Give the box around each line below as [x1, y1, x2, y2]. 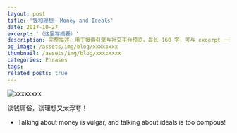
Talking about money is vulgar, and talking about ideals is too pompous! [17, 117, 226, 126]
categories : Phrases [7, 57, 68, 64]
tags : [7, 63, 23, 70]
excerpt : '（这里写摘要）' [7, 30, 80, 37]
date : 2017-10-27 [7, 23, 59, 30]
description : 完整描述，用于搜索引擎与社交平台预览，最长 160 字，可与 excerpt [7, 37, 221, 44]
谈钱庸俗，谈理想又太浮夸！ [7, 103, 88, 112]
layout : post [7, 10, 46, 18]
